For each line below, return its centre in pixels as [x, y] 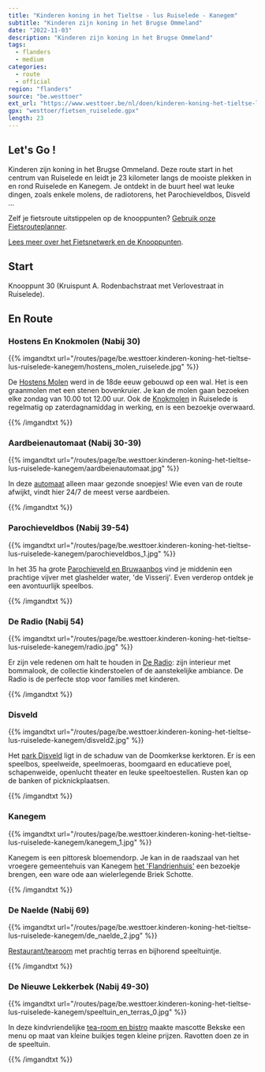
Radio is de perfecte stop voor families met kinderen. [94, 679]
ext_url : [22, 103]
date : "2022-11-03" [40, 30]
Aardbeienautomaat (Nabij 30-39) [75, 443]
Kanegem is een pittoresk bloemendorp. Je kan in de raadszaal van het [124, 857]
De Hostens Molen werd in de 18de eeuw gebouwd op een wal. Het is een [128, 382]
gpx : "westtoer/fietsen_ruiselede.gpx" [74, 111]
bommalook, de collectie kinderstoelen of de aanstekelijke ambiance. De [126, 671]
